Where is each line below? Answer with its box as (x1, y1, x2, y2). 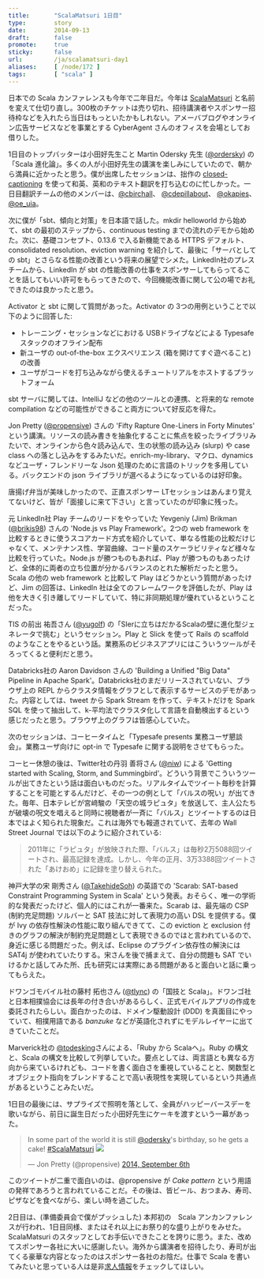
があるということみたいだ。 (8, 1082, 99, 1092)
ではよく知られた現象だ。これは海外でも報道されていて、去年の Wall (14, 818, 237, 827)
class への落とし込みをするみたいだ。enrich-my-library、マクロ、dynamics (8, 450, 254, 460)
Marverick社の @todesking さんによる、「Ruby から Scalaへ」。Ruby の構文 (8, 1043, 249, 1052)
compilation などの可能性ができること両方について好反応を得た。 (8, 404, 221, 413)
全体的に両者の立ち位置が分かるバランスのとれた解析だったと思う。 (21, 562, 243, 573)
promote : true (8, 41, 69, 49)
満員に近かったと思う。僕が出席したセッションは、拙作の (14, 169, 202, 179)
